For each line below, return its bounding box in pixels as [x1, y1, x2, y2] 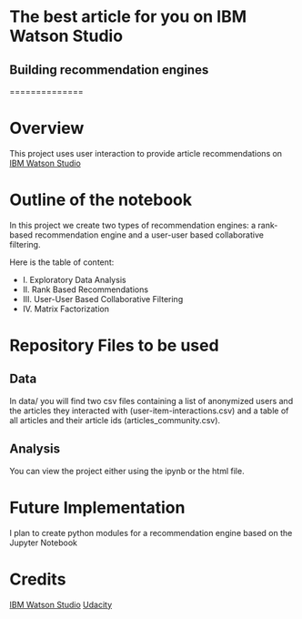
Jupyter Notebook [9, 537, 78, 548]
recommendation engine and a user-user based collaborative [35, 229, 264, 240]
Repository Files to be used [9, 335, 220, 356]
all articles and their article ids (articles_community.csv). [9, 414, 221, 425]
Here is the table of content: [9, 257, 115, 268]
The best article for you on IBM [9, 6, 247, 27]
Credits [9, 569, 66, 589]
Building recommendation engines [9, 62, 209, 77]
